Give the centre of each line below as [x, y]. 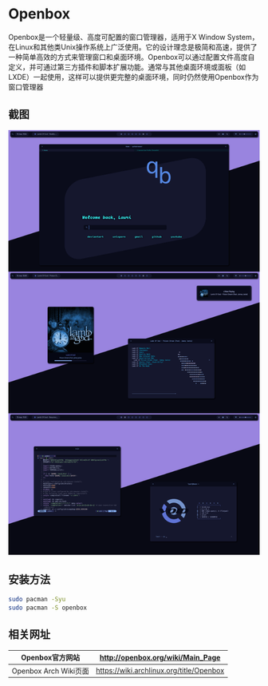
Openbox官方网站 [51, 658]
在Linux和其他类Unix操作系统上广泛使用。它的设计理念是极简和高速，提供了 [133, 47]
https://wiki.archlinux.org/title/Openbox [160, 671]
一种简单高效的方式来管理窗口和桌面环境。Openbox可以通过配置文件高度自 [132, 57]
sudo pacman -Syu [37, 600]
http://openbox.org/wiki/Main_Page [160, 657]
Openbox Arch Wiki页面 [50, 671]
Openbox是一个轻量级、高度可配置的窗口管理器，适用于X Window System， [134, 37]
